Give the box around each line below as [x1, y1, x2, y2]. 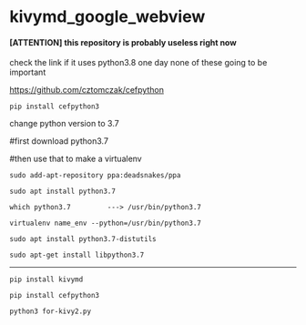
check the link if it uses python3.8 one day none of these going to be [9, 57, 268, 68]
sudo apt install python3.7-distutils [9, 235, 157, 244]
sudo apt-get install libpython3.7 [9, 250, 145, 260]
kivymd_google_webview [9, 6, 206, 27]
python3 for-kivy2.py [9, 307, 92, 316]
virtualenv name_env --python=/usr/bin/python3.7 [9, 218, 202, 229]
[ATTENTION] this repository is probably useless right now [9, 36, 237, 47]
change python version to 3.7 [9, 118, 120, 129]
